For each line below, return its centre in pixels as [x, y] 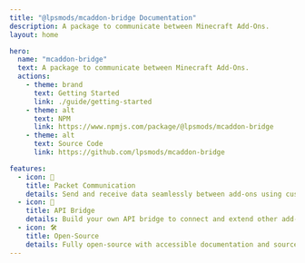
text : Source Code [68, 144]
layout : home [34, 34]
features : [28, 169]
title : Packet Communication [81, 185]
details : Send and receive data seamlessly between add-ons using [154, 194]
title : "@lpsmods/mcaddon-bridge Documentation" [103, 18]
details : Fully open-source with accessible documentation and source [162, 244]
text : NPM [52, 119]
